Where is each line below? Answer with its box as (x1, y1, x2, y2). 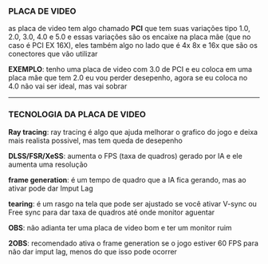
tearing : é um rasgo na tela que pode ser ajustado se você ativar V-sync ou (8, 199, 258, 208)
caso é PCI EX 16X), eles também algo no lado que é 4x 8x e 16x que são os (8, 41, 258, 50)
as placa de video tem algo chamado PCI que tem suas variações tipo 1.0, (8, 24, 250, 33)
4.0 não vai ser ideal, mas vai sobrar (8, 81, 128, 91)
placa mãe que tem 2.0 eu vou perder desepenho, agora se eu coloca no (8, 73, 248, 83)
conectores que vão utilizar (8, 49, 98, 59)
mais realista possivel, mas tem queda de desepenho (8, 136, 183, 145)
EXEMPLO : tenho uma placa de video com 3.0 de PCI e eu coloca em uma (8, 65, 253, 74)
